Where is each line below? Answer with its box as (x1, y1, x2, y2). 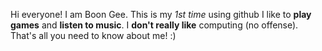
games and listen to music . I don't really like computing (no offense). (10, 19, 299, 31)
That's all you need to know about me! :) (10, 30, 177, 41)
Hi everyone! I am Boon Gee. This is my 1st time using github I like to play (10, 9, 312, 20)
